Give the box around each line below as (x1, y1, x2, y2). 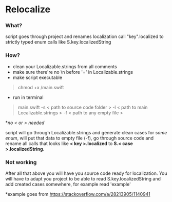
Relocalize (5, 4, 50, 15)
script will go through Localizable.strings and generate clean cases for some (5, 129, 167, 135)
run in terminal (12, 94, 44, 100)
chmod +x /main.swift (17, 84, 64, 90)
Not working (5, 158, 37, 166)
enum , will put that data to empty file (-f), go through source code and (5, 135, 154, 141)
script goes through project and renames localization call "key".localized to (5, 33, 164, 39)
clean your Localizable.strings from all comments (12, 63, 117, 70)
